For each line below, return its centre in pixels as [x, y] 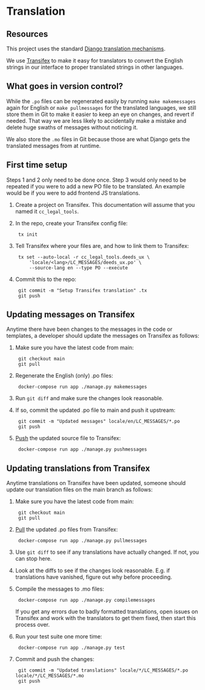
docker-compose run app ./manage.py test [72, 648]
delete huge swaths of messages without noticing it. [72, 127]
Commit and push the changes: [55, 659]
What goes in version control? [65, 86]
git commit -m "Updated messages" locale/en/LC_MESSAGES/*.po [99, 422]
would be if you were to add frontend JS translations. [73, 193]
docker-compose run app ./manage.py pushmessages [83, 449]
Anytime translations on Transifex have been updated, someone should [96, 483]
